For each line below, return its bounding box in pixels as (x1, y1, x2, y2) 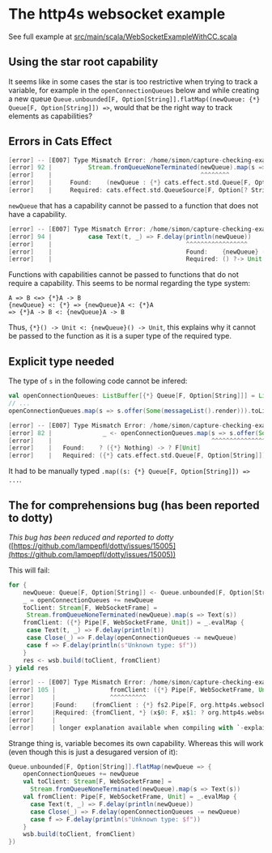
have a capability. (8, 209, 67, 219)
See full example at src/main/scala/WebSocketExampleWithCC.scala (8, 32, 237, 41)
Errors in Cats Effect (8, 134, 113, 148)
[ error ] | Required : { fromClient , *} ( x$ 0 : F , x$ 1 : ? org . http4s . (8, 708, 249, 717)
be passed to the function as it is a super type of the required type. (8, 331, 232, 341)
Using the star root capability (8, 55, 159, 69)
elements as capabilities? (8, 111, 93, 121)
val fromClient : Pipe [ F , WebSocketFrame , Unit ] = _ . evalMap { (23, 793, 237, 801)
